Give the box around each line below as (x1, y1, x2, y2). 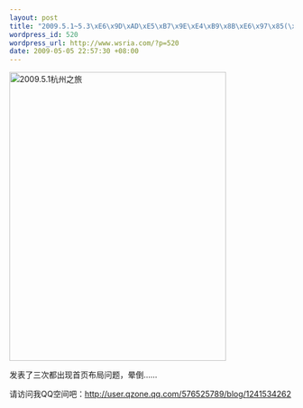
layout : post (9, 13, 59, 23)
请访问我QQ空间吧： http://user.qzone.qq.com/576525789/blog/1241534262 (9, 389, 291, 400)
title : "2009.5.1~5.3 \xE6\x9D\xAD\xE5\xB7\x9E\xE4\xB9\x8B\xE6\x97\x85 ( (9, 22, 289, 31)
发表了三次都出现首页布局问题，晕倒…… (9, 369, 158, 380)
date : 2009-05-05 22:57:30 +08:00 (9, 47, 140, 56)
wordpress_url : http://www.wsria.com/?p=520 (9, 38, 179, 48)
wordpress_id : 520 (9, 30, 78, 39)
